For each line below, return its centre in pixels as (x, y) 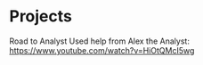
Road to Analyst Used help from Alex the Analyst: (99, 41)
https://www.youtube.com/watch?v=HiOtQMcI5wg (102, 50)
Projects (41, 16)
